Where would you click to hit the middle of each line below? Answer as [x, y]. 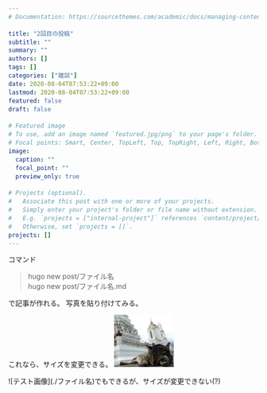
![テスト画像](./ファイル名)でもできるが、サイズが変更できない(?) [114, 381]
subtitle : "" [30, 42]
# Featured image [37, 126]
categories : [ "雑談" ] [43, 76]
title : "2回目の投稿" [41, 33]
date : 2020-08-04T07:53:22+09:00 [64, 84]
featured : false [35, 101]
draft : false [30, 109]
